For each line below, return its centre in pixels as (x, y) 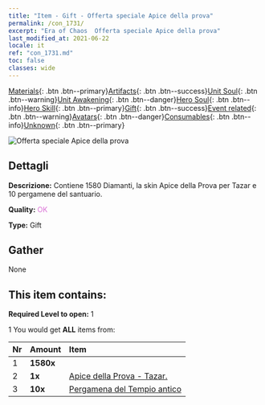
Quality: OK (28, 209)
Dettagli (29, 166)
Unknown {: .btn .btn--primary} (74, 125)
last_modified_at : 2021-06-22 (59, 38)
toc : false (26, 61)
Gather (26, 250)
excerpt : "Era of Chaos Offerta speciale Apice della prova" (114, 31)
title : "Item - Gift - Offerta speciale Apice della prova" (111, 16)
